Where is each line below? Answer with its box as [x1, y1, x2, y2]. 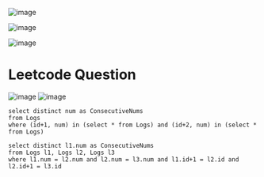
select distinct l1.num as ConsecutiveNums [8, 141, 155, 149]
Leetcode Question [8, 66, 136, 84]
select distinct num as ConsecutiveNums [8, 107, 144, 115]
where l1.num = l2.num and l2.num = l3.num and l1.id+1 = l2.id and [8, 155, 239, 164]
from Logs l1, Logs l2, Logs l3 [8, 149, 115, 156]
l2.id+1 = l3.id [8, 162, 62, 170]
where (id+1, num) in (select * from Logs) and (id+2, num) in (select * [8, 121, 258, 129]
